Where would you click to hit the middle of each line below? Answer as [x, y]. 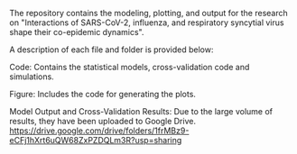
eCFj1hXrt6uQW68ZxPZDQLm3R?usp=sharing [96, 140]
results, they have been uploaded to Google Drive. [103, 121]
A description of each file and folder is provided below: [111, 50]
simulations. [32, 77]
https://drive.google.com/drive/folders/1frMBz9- [99, 131]
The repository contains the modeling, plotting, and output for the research [149, 13]
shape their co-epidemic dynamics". [77, 32]
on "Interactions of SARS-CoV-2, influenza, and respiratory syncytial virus [147, 23]
